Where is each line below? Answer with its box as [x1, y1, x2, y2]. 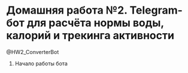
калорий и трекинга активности [6, 29, 175, 42]
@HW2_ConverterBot [6, 48, 59, 55]
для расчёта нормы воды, [26, 16, 165, 30]
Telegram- [129, 4, 183, 17]
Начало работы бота [14, 60, 68, 67]
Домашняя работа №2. [6, 4, 128, 17]
